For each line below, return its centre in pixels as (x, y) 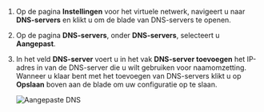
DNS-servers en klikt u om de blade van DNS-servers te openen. (124, 20)
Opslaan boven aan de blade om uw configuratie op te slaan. (116, 84)
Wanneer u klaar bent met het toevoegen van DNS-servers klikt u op (128, 76)
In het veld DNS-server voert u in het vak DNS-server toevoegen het (130, 59)
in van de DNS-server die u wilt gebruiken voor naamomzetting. (141, 68)
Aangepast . (36, 44)
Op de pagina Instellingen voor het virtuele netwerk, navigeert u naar (130, 12)
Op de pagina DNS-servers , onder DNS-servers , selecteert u (118, 35)
